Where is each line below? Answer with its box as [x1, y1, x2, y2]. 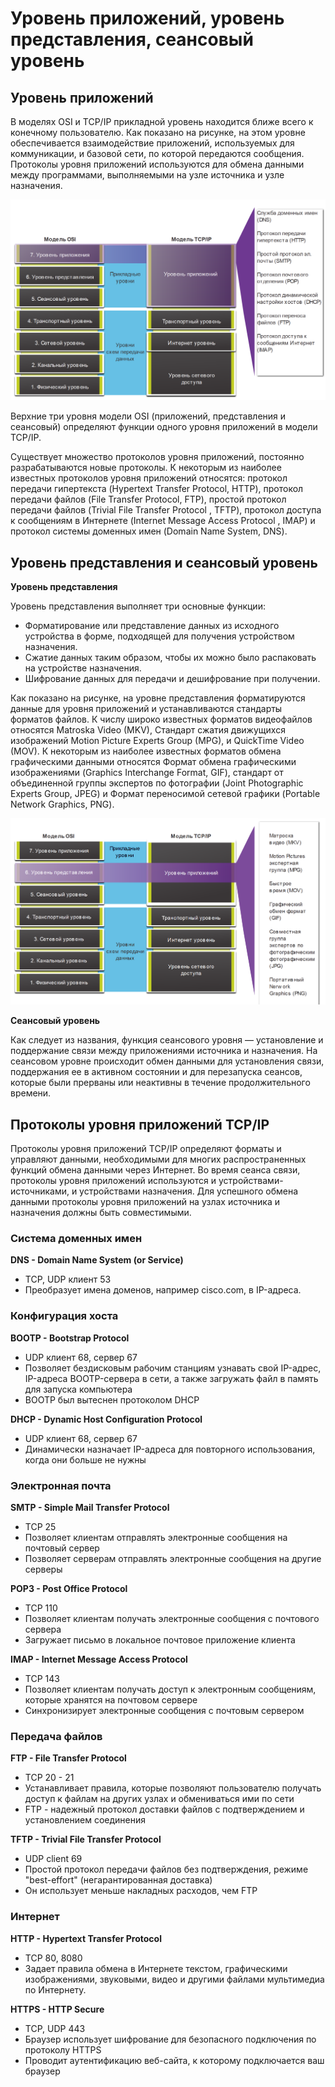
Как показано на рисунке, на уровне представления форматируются [10, 692, 306, 704]
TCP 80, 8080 [24, 1952, 83, 1964]
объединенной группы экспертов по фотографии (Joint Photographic [10, 777, 304, 789]
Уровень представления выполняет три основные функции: [10, 600, 266, 612]
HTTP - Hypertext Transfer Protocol [10, 1932, 162, 1944]
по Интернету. [24, 1983, 87, 1996]
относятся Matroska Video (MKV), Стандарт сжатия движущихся [10, 724, 286, 736]
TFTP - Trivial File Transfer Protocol [10, 1833, 162, 1846]
